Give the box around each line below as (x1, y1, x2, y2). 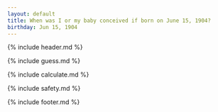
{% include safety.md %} (7, 84, 81, 93)
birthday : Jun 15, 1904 (7, 23, 78, 30)
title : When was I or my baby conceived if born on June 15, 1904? (7, 17, 212, 24)
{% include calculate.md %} (7, 70, 89, 79)
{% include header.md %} (7, 43, 83, 52)
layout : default (7, 10, 55, 18)
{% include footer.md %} (7, 98, 80, 106)
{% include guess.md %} (7, 57, 80, 65)
